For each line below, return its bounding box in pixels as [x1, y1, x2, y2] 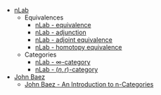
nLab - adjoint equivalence [34, 36, 112, 44]
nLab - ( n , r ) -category [34, 66, 98, 73]
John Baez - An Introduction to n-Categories [24, 80, 154, 88]
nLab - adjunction [34, 28, 86, 36]
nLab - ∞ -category [34, 58, 91, 66]
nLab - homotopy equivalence [34, 43, 122, 51]
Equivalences [24, 13, 64, 22]
